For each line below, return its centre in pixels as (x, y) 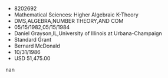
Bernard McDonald (37, 46)
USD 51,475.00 (32, 58)
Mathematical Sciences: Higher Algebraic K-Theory (76, 15)
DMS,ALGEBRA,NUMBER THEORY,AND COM (69, 21)
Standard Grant (32, 40)
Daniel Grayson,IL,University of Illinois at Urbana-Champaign (88, 33)
